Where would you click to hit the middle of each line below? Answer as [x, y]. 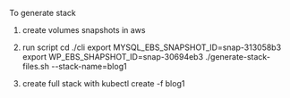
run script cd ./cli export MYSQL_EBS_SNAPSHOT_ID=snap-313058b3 [152, 47]
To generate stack [43, 13]
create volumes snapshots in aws [84, 30]
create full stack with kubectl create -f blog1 [103, 83]
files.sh [36, 66]
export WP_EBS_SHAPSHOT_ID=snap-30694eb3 [113, 57]
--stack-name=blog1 [89, 66]
